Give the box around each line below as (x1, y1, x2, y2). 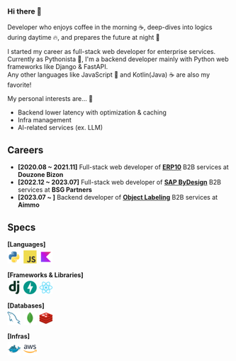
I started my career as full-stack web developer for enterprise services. (7, 48, 216, 56)
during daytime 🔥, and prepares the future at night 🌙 (7, 33, 160, 42)
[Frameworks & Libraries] (7, 270, 84, 279)
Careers (7, 144, 44, 156)
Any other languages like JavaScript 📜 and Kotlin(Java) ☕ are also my (7, 70, 210, 79)
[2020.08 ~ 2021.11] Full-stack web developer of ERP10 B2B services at (17, 163, 229, 171)
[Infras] (7, 332, 30, 340)
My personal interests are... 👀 (7, 95, 94, 103)
